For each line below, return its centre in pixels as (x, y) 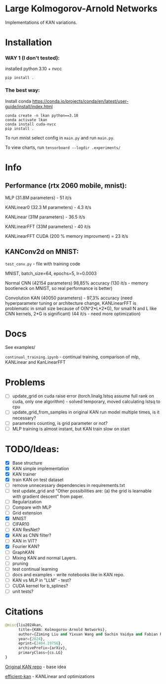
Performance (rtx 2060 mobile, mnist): (66, 186)
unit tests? (23, 591)
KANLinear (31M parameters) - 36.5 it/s (45, 217)
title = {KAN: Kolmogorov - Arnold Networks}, (62, 629)
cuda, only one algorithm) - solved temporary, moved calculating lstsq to (86, 402)
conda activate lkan (26, 120)
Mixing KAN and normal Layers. (44, 558)
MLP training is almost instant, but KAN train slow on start (71, 429)
